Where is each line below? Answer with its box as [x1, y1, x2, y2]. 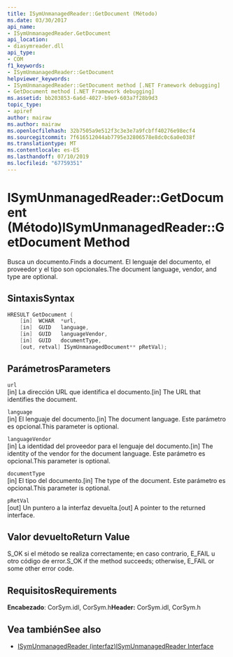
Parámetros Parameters [7, 363, 111, 375]
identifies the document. [7, 395, 78, 403]
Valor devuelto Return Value [7, 530, 131, 542]
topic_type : [7, 101, 42, 108]
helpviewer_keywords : [7, 75, 71, 82]
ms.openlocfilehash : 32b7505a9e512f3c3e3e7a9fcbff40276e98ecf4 [7, 127, 196, 134]
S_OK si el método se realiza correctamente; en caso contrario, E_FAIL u [7, 549, 216, 558]
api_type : [7, 50, 36, 57]
